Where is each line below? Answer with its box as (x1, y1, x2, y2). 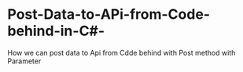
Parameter (7, 56, 42, 66)
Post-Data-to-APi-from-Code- (7, 5, 210, 23)
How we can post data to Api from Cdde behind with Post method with (7, 48, 236, 57)
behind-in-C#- (7, 22, 105, 40)
